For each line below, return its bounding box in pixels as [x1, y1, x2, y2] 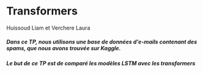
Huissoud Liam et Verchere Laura [6, 24, 90, 31]
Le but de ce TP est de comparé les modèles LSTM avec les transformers [6, 59, 196, 67]
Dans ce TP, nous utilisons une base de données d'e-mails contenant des [6, 38, 197, 45]
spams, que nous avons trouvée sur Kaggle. [6, 44, 121, 52]
